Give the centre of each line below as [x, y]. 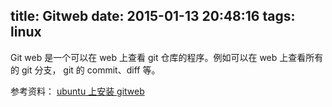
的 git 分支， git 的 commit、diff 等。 [85, 70]
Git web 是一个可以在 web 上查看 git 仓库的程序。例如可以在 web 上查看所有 [167, 57]
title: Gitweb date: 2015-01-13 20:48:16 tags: [153, 16]
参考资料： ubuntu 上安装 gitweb [77, 91]
